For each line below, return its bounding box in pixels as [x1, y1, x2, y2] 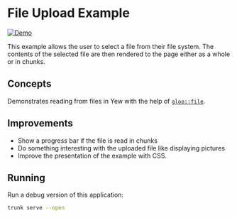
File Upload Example [7, 5, 130, 21]
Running [7, 172, 46, 184]
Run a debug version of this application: [7, 190, 124, 200]
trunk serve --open [7, 205, 65, 212]
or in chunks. [7, 57, 46, 65]
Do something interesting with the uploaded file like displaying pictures [17, 143, 226, 152]
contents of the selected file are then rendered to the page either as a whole [7, 50, 231, 58]
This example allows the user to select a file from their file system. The [7, 42, 214, 50]
